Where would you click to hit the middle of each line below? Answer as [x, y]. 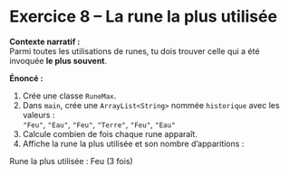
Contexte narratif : [45, 41]
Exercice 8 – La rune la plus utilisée [144, 17]
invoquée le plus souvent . [58, 60]
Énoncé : [26, 78]
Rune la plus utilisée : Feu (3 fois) [71, 161]
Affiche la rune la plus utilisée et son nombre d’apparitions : [133, 143]
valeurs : [39, 115]
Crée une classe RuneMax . [69, 96]
